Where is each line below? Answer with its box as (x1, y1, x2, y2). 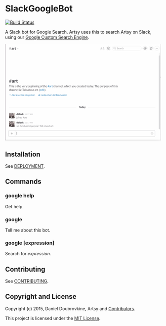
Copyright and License (5, 292, 77, 301)
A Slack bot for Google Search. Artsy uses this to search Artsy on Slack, (5, 29, 152, 35)
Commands (5, 178, 42, 186)
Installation (5, 150, 41, 158)
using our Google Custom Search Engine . (5, 34, 89, 40)
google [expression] (5, 239, 55, 246)
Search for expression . (5, 251, 51, 257)
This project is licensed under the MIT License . (5, 315, 101, 321)
